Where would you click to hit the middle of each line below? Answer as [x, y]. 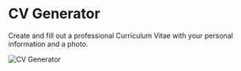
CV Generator [54, 14]
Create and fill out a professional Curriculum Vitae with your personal [120, 35]
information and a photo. [48, 43]
